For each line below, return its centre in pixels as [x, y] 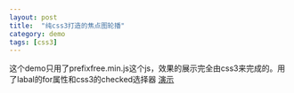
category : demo [37, 34]
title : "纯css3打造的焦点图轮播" [67, 26]
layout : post [33, 17]
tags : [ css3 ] [33, 42]
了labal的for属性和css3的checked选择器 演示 [92, 80]
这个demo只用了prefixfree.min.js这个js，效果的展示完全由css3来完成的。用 [147, 68]
